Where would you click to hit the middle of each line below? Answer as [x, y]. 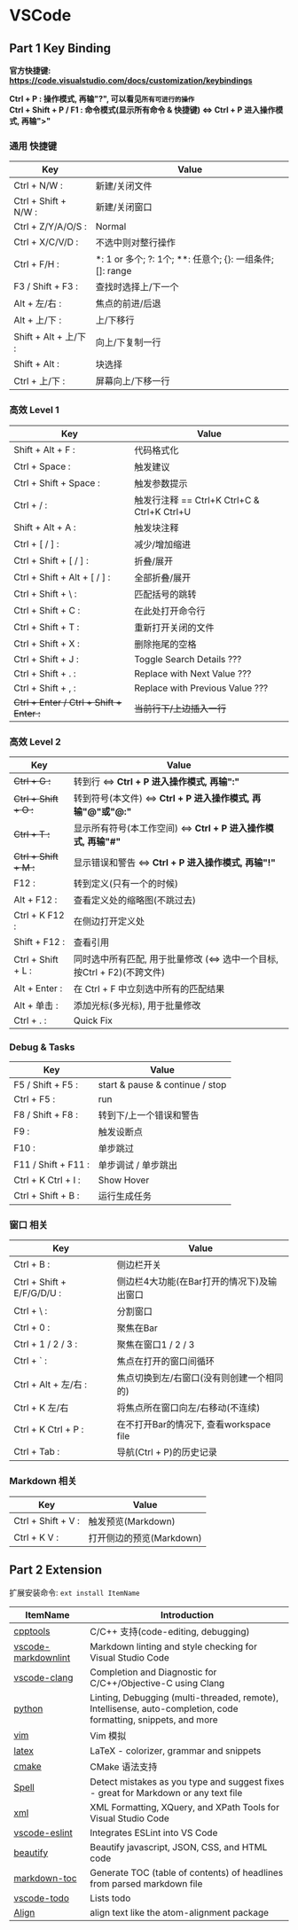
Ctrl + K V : [36, 1537]
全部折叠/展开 [163, 577]
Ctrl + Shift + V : [47, 1520]
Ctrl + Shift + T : [47, 627]
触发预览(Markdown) [132, 1521]
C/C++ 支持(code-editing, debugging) [170, 1631]
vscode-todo [41, 1898]
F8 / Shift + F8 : [46, 1115]
